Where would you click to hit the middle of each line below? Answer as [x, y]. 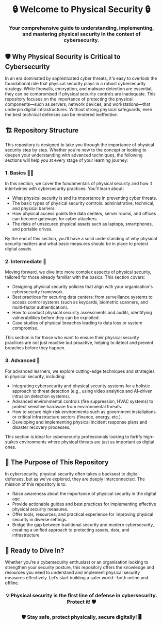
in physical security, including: [35, 376]
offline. [12, 583]
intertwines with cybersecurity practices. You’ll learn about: [65, 189]
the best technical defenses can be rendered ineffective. [62, 114]
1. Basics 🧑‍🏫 [19, 172]
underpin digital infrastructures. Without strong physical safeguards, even [79, 109]
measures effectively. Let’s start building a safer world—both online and [77, 578]
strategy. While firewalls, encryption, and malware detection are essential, [79, 89]
